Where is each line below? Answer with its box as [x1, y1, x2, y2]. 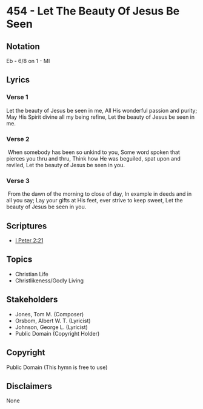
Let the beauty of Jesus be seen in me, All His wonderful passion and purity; [6, 107, 198, 114]
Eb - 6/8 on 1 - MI [6, 58, 50, 64]
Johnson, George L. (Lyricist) [15, 323, 88, 331]
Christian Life [15, 270, 48, 278]
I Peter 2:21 [15, 237, 44, 244]
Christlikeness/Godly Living [15, 277, 84, 284]
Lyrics [6, 75, 30, 85]
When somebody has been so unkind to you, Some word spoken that [7, 148, 181, 156]
